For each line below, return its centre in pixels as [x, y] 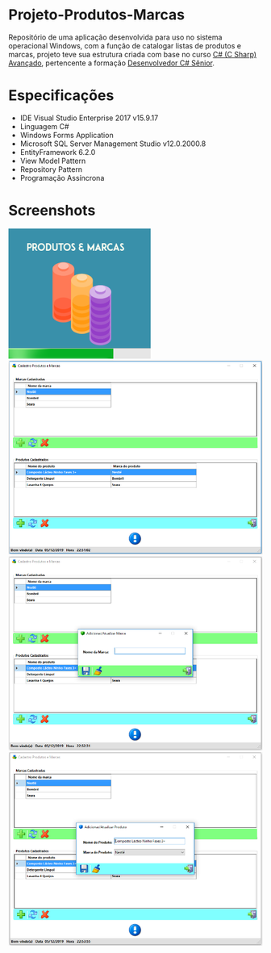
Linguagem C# [45, 126]
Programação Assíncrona [62, 178]
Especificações [61, 96]
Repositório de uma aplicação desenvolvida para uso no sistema [115, 37]
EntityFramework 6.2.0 [58, 152]
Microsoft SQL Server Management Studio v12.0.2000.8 [113, 144]
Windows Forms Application [67, 135]
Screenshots [52, 211]
